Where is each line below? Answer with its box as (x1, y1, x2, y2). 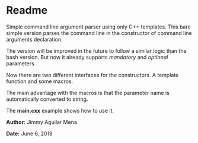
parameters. (6, 60, 36, 67)
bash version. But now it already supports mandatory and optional (6, 53, 168, 61)
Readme (6, 4, 48, 17)
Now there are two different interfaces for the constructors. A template (6, 71, 179, 78)
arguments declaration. (6, 36, 63, 43)
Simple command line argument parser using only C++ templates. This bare (6, 23, 191, 30)
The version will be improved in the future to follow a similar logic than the (6, 47, 187, 54)
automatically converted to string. (6, 96, 88, 103)
